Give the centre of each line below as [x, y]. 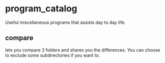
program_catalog [41, 9]
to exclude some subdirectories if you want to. [53, 55]
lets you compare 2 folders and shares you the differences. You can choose [83, 50]
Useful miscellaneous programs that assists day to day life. [65, 22]
